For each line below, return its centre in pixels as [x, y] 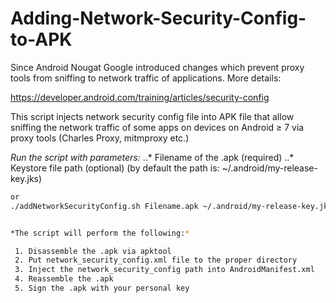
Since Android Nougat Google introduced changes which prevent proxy [157, 67]
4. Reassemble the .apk [64, 279]
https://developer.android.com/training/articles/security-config [140, 97]
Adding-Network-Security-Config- [158, 18]
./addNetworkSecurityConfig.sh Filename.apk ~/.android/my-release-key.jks [171, 206]
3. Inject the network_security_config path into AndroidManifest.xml [164, 270]
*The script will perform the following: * [100, 233]
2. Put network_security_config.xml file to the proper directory [156, 260]
